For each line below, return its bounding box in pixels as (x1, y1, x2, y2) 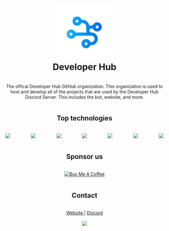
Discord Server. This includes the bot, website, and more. (25, 94, 144, 100)
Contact (71, 191, 98, 200)
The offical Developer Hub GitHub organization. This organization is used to (6, 83, 163, 89)
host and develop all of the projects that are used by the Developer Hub (10, 88, 159, 95)
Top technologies (56, 114, 113, 123)
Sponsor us (66, 152, 103, 161)
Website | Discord (66, 210, 103, 216)
